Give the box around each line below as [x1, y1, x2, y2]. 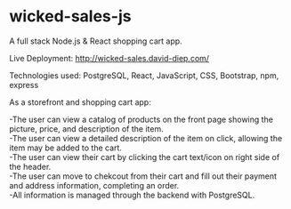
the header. [9, 161, 52, 172]
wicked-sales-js [9, 6, 132, 27]
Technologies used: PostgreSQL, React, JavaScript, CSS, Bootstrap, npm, [9, 69, 279, 81]
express [9, 79, 39, 90]
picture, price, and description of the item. [9, 123, 164, 134]
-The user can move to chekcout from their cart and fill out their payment [9, 171, 278, 181]
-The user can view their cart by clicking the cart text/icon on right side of [9, 151, 280, 162]
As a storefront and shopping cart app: [9, 96, 151, 108]
